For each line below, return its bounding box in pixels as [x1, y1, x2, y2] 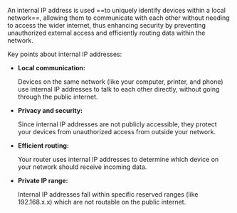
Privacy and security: [17, 106, 83, 114]
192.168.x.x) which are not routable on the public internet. [17, 198, 186, 206]
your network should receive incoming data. [17, 163, 147, 171]
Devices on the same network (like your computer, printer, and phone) [17, 77, 223, 86]
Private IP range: [17, 177, 68, 185]
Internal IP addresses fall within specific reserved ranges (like [17, 190, 199, 198]
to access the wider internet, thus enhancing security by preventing [7, 21, 206, 29]
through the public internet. [17, 92, 98, 101]
